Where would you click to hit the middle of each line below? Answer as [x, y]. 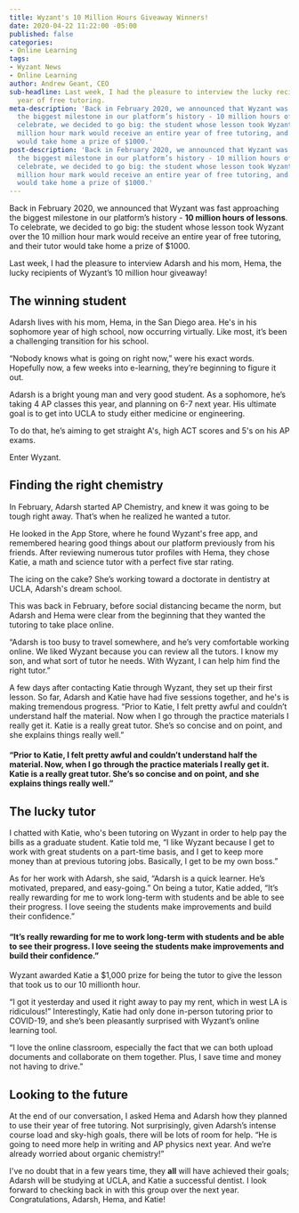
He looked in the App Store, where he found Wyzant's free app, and [133, 533]
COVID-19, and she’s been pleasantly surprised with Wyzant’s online [134, 1021]
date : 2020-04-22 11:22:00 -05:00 [73, 26]
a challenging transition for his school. [79, 341]
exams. [23, 440]
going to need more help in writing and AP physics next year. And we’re [140, 1144]
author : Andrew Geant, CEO [59, 84]
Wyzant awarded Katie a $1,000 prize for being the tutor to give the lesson [145, 975]
